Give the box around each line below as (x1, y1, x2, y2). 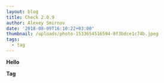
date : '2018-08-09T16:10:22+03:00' (6, 25, 95, 32)
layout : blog (6, 8, 39, 15)
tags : (6, 36, 20, 42)
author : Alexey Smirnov (6, 20, 66, 26)
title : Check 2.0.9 (6, 14, 55, 20)
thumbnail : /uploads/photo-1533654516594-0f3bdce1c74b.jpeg (6, 31, 159, 37)
